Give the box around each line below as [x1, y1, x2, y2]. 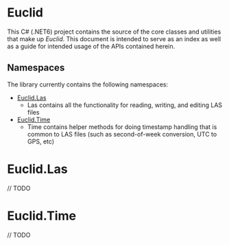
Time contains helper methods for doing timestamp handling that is [27, 122, 217, 131]
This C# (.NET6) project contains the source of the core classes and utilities [7, 27, 221, 36]
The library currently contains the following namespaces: [7, 80, 169, 89]
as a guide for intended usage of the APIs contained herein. [7, 42, 176, 50]
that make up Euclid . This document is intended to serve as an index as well [7, 34, 221, 43]
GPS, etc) [27, 137, 55, 145]
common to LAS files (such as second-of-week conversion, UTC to [27, 130, 217, 138]
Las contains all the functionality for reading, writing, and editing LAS [27, 101, 223, 109]
